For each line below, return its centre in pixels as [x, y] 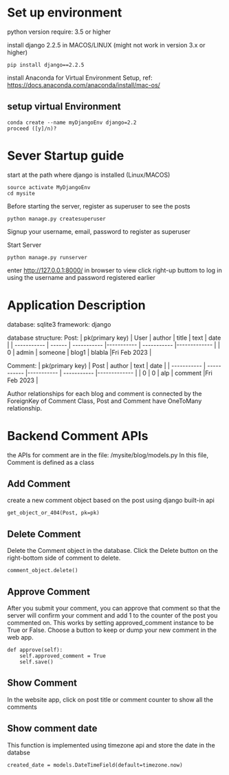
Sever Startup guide [66, 155]
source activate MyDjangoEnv [49, 187]
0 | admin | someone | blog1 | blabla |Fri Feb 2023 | [79, 352]
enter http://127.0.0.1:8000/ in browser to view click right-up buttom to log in [115, 270]
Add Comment [39, 484]
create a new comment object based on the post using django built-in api [111, 501]
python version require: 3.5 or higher [59, 32]
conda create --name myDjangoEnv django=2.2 [72, 122]
